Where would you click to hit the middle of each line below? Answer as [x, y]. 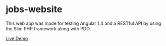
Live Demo [17, 38]
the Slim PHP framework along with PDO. [48, 28]
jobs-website [34, 9]
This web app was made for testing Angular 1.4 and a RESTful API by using [84, 23]
